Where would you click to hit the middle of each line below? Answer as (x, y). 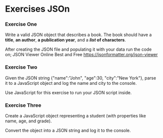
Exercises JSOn (37, 9)
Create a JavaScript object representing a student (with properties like (75, 116)
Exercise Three (23, 105)
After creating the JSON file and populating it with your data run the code (78, 49)
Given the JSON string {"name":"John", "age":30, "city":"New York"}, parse (81, 78)
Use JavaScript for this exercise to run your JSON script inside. (68, 92)
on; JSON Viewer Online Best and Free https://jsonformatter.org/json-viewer (81, 55)
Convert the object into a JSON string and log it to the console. (68, 131)
